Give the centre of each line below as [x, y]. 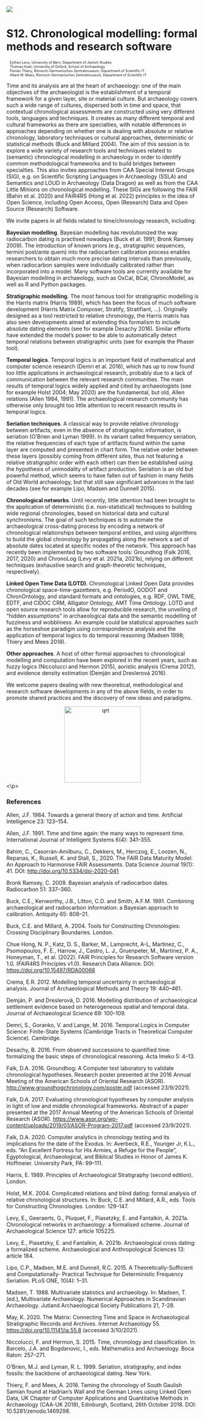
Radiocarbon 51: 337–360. [39, 889]
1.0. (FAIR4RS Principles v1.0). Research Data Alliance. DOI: [81, 964]
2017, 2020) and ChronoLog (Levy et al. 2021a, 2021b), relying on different [100, 558]
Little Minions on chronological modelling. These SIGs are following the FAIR [102, 189]
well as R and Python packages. [46, 284]
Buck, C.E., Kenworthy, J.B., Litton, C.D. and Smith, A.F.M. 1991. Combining [100, 901]
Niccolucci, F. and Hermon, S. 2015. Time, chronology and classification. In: [101, 1342]
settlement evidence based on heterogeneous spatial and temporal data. [98, 1007]
